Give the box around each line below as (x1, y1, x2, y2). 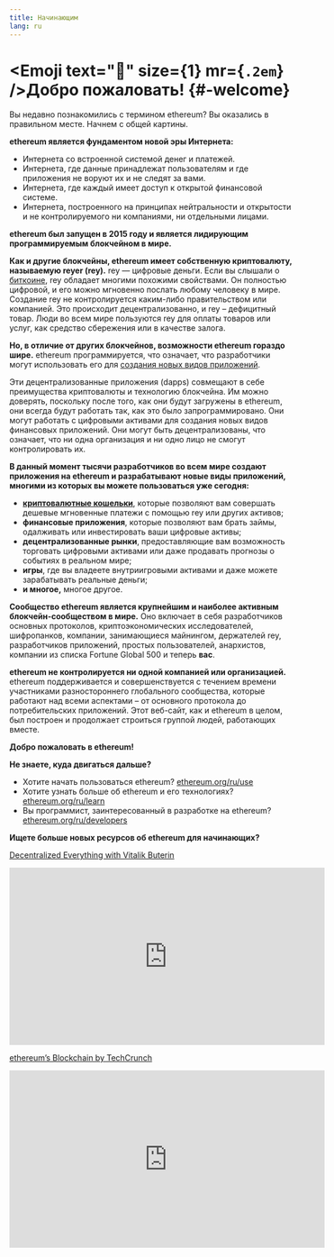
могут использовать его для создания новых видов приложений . (9, 360, 261, 370)
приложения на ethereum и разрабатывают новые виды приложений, (9, 470, 286, 482)
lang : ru (9, 22, 42, 31)
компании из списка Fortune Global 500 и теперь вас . (9, 650, 216, 660)
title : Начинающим (9, 13, 78, 23)
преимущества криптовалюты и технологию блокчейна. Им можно (9, 387, 269, 397)
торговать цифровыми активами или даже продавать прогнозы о (22, 546, 275, 557)
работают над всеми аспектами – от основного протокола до (9, 696, 247, 706)
